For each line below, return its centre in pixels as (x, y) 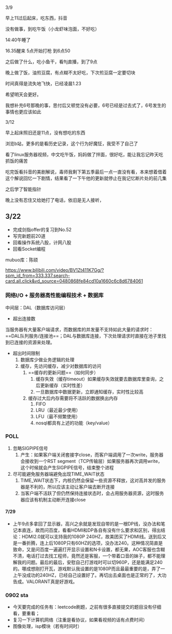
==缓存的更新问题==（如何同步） (63, 372)
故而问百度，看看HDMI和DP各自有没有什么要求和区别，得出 (98, 530)
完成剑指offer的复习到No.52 (42, 229)
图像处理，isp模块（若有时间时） (47, 626)
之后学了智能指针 (23, 189)
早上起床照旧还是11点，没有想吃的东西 (45, 133)
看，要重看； (26, 613)
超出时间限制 (26, 353)
